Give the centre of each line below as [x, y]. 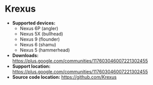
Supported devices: [34, 23]
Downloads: [25, 55]
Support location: [31, 66]
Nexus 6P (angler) [39, 28]
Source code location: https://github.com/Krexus [64, 77]
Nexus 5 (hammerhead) [45, 50]
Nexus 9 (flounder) [40, 39]
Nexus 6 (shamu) [38, 44]
